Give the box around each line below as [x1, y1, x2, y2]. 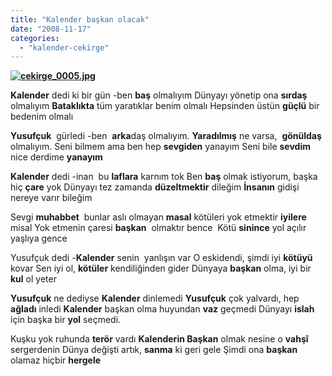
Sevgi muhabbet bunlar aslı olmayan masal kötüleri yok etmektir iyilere [10, 211, 307, 223]
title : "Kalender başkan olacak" [10, 14, 150, 25]
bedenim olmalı [10, 111, 74, 123]
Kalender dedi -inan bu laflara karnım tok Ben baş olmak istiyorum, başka [10, 171, 318, 183]
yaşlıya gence [10, 232, 68, 245]
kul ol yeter [10, 273, 57, 285]
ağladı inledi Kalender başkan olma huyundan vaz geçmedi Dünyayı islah [10, 303, 315, 315]
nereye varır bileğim [10, 192, 93, 204]
